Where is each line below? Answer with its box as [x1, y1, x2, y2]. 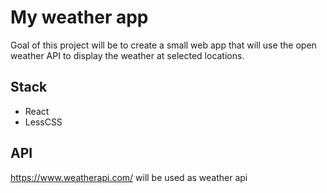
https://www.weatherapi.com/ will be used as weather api [10, 171, 248, 183]
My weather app [10, 6, 149, 29]
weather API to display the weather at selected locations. [10, 49, 245, 61]
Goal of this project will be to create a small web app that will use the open [10, 39, 317, 51]
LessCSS [24, 116, 63, 128]
